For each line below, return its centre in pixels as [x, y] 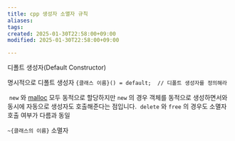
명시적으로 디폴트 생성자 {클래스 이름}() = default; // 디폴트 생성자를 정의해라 [117, 83]
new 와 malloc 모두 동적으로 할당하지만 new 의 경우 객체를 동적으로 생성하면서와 [118, 98]
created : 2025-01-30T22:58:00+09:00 [62, 34]
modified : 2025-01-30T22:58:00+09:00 [63, 40]
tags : [15, 27]
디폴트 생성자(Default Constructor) [57, 67]
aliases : [20, 21]
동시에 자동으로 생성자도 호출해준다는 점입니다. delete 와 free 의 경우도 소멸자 [117, 106]
